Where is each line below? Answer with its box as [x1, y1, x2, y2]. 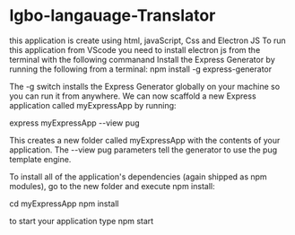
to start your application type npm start [9, 215, 154, 226]
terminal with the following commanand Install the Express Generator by [9, 54, 275, 65]
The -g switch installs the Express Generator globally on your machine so [9, 81, 281, 91]
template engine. [9, 153, 72, 164]
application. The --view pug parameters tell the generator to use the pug [9, 144, 278, 155]
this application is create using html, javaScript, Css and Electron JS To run [9, 35, 287, 46]
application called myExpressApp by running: [9, 100, 177, 110]
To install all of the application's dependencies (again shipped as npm [9, 171, 267, 182]
